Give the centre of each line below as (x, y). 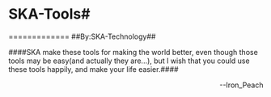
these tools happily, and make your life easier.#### (94, 69)
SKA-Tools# (49, 14)
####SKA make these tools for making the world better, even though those (133, 52)
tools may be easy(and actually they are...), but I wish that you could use (129, 61)
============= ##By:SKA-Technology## (82, 36)
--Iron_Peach (241, 85)
